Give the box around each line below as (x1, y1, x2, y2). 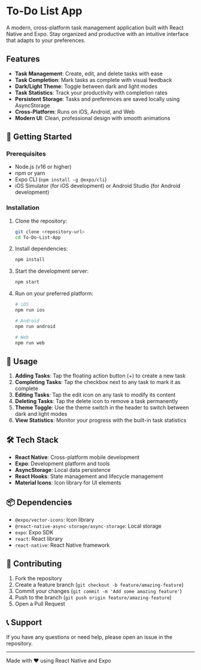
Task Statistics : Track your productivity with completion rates (14, 89, 168, 96)
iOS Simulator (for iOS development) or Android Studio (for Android (14, 182, 181, 190)
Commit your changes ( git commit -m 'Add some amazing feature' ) (14, 587, 182, 595)
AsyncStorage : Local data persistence (14, 467, 111, 474)
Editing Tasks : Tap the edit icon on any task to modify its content (14, 391, 176, 398)
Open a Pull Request (14, 600, 66, 607)
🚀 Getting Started (6, 132, 72, 142)
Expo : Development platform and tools (14, 460, 110, 467)
